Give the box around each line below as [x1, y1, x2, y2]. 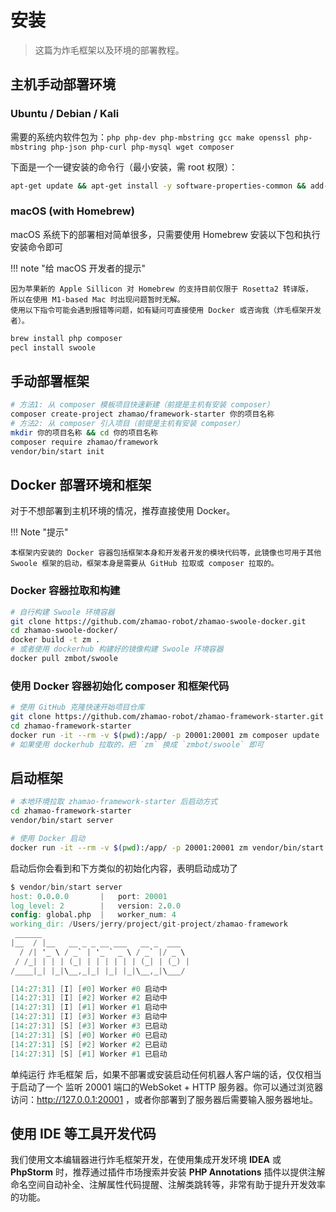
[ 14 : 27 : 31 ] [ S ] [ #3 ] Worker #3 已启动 [10, 1021, 168, 1031]
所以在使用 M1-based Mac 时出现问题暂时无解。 [10, 294, 185, 305]
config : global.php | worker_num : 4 [10, 910, 177, 920]
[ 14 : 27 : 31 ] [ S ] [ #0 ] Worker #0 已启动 [10, 1030, 168, 1040]
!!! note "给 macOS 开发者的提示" [10, 262, 146, 274]
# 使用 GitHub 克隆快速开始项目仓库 [10, 702, 145, 713]
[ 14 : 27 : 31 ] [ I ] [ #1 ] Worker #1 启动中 [10, 1002, 168, 1013]
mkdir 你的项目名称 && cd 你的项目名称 [10, 427, 158, 438]
